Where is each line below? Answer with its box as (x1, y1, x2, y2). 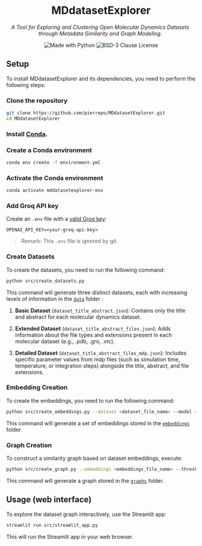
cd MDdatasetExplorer (6, 115, 61, 121)
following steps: (6, 81, 46, 88)
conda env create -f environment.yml (6, 160, 101, 166)
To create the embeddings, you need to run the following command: (6, 397, 175, 404)
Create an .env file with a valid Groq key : (6, 215, 107, 222)
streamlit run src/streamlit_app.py (6, 522, 98, 528)
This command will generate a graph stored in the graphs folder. (6, 477, 164, 484)
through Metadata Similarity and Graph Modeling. (38, 29, 162, 37)
